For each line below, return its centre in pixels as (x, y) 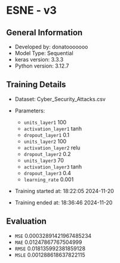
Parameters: (30, 111)
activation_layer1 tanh (53, 129)
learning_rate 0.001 (49, 179)
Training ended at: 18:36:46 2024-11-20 (64, 202)
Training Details (36, 85)
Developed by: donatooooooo (51, 47)
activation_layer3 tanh (53, 166)
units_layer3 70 (44, 160)
